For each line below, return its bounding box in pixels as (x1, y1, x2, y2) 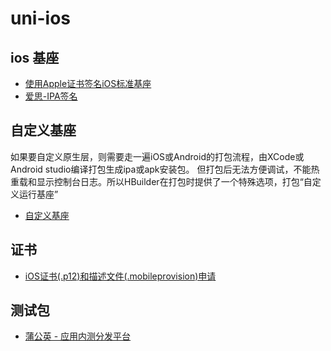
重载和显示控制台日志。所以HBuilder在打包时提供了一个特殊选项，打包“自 (10, 175, 313, 187)
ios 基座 (10, 49, 60, 66)
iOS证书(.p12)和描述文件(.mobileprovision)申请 (24, 270, 217, 282)
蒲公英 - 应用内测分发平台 (24, 330, 132, 342)
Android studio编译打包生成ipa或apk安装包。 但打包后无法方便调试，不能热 (10, 163, 320, 175)
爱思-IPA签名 (24, 90, 78, 102)
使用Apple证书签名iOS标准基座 (24, 78, 152, 89)
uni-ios (10, 7, 71, 30)
